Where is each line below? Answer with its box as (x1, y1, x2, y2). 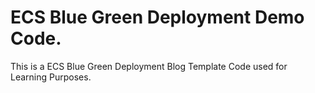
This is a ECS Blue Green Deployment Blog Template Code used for (10, 60, 288, 72)
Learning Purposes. (10, 71, 92, 83)
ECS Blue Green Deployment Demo (10, 6, 305, 29)
